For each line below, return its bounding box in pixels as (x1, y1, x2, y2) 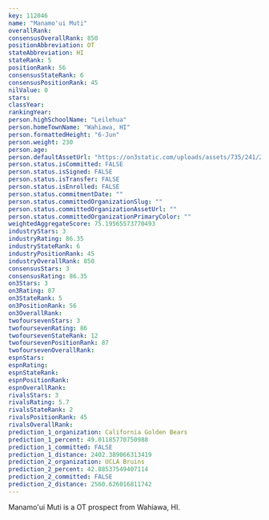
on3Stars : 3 (8, 279, 48, 288)
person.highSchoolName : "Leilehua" (8, 116, 127, 124)
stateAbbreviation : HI (8, 49, 84, 57)
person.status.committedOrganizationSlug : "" (8, 198, 163, 206)
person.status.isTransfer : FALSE (8, 175, 120, 184)
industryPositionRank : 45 (8, 250, 94, 258)
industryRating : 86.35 (8, 235, 84, 243)
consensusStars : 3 (8, 265, 70, 273)
